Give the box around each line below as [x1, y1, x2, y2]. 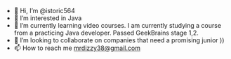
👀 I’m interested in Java [13, 14, 82, 22]
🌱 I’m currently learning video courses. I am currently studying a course [13, 22, 222, 29]
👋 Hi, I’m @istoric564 [13, 7, 75, 15]
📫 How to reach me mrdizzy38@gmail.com [13, 44, 140, 52]
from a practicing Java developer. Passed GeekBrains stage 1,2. [13, 28, 199, 37]
